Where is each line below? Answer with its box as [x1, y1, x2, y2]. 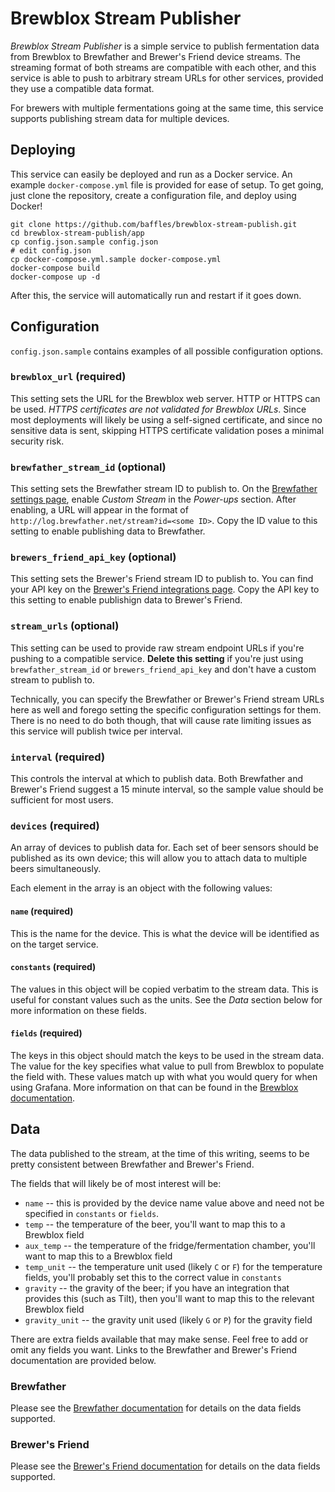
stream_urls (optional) [10, 619, 120, 633]
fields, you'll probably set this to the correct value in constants [24, 1271, 282, 1283]
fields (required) [10, 1027, 83, 1039]
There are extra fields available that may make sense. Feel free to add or [10, 1333, 309, 1345]
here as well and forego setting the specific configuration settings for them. [10, 703, 322, 716]
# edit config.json [10, 245, 92, 256]
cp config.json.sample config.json [10, 237, 159, 247]
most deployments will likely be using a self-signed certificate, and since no [10, 413, 323, 426]
